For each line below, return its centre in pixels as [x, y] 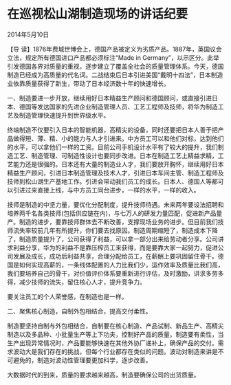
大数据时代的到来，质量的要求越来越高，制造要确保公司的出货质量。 [103, 375]
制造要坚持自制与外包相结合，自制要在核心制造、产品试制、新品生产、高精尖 [115, 326]
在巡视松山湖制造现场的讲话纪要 [98, 14]
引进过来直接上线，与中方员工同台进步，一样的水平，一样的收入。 [106, 190]
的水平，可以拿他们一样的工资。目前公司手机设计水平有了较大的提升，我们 [112, 147]
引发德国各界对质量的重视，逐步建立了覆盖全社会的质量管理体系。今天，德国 [115, 66]
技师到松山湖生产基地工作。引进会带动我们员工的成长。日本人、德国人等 [109, 181]
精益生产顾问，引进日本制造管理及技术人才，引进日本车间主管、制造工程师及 [115, 173]
